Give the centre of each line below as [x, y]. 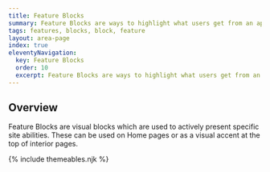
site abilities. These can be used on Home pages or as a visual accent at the [134, 135]
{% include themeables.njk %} [59, 159]
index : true [28, 46]
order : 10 [32, 68]
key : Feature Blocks [50, 61]
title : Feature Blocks [46, 16]
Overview [33, 108]
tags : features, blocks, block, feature [77, 30]
